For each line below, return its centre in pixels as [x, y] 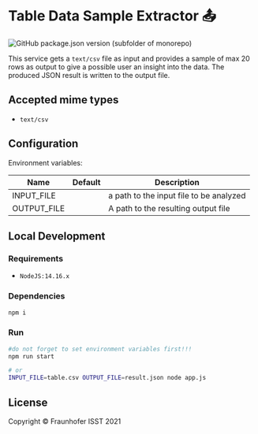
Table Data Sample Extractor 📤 [112, 16]
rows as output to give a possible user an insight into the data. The [116, 67]
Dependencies [37, 296]
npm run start [32, 356]
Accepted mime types [64, 100]
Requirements [36, 258]
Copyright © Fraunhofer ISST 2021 [65, 421]
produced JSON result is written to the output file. [89, 75]
